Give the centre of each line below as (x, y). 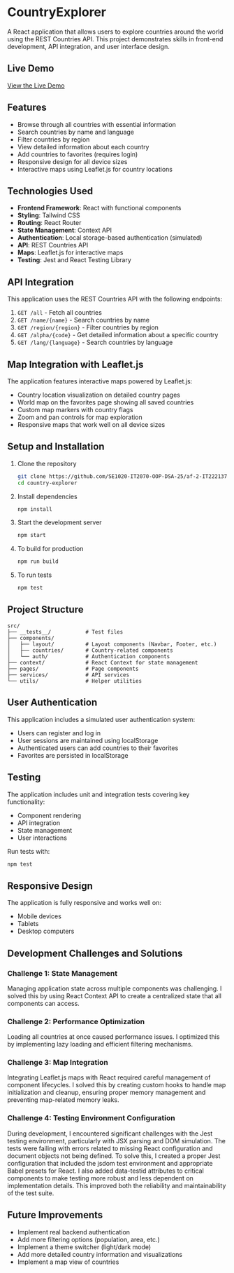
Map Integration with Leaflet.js (75, 364)
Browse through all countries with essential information (97, 124)
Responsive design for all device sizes (72, 161)
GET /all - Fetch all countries (60, 313)
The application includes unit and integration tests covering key (98, 794)
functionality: (26, 802)
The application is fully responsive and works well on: (85, 903)
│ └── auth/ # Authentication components (89, 656)
